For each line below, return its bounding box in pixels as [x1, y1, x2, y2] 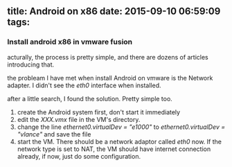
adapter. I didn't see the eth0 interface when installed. [7, 81, 161, 89]
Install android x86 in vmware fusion [7, 37, 133, 47]
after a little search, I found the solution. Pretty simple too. [7, 94, 173, 103]
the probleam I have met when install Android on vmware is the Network [7, 73, 213, 82]
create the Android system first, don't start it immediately [17, 107, 181, 116]
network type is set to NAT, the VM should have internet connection [17, 145, 211, 153]
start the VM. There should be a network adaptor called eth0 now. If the [17, 137, 222, 146]
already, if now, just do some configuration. [17, 152, 141, 160]
